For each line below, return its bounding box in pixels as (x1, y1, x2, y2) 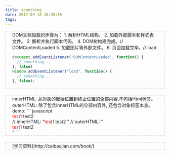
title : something (5, 7, 42, 13)
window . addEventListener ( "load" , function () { (12, 69, 112, 74)
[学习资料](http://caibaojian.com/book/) (12, 143, 95, 149)
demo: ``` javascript (12, 107, 53, 114)
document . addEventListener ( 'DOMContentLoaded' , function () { (12, 55, 144, 60)
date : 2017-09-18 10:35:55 (5, 12, 62, 17)
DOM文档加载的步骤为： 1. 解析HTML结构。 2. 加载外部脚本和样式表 (12, 32, 154, 38)
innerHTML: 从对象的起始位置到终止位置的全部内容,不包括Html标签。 (12, 96, 156, 102)
